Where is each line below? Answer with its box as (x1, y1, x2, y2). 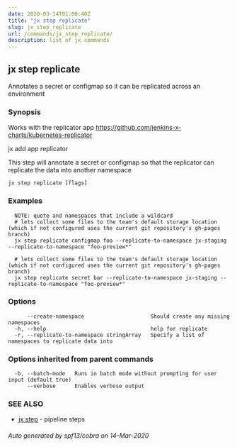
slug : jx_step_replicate (8, 23, 81, 31)
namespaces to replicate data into (8, 338, 113, 345)
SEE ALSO (8, 399, 44, 409)
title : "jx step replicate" (8, 17, 91, 24)
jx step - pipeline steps (18, 415, 86, 424)
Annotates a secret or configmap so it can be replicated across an (8, 82, 201, 90)
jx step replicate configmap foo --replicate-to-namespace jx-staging (14, 237, 227, 244)
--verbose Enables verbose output (26, 382, 144, 390)
